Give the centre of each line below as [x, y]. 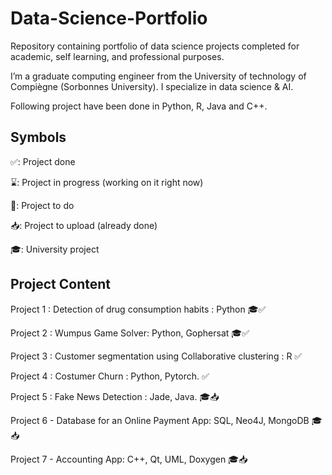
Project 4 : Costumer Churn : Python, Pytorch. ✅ [110, 376]
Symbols [38, 137]
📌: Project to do [42, 205]
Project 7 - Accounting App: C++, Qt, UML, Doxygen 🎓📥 [129, 459]
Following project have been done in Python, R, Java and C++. [139, 106]
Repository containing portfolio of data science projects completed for [155, 46]
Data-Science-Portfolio [109, 18]
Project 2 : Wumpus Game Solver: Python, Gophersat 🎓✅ [130, 333]
